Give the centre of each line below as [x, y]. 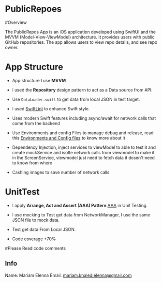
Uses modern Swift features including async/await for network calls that [84, 118]
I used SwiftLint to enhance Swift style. [51, 108]
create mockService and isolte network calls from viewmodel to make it [83, 152]
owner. [12, 47]
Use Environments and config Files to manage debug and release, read [83, 133]
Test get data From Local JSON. [44, 229]
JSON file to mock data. [36, 220]
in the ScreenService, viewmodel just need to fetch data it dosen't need [83, 158]
